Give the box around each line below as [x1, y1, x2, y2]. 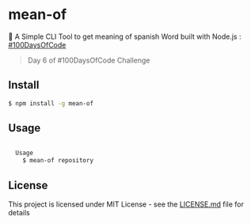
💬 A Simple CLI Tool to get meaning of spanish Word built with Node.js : [8, 32, 241, 41]
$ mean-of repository [22, 157, 93, 165]
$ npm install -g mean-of [8, 99, 93, 108]
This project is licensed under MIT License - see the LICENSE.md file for [8, 199, 244, 209]
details [8, 208, 30, 217]
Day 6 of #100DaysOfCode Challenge [27, 55, 150, 65]
